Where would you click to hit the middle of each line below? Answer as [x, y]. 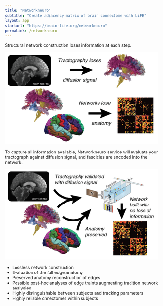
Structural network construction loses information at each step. [68, 45]
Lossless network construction [43, 267]
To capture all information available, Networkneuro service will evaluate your [81, 152]
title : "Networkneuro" [28, 10]
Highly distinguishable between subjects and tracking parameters [78, 293]
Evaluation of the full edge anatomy [48, 272]
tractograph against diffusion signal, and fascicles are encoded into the [76, 157]
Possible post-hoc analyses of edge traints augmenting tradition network [85, 283]
